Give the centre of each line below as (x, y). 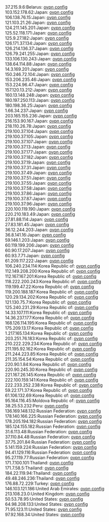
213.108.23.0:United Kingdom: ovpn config (47, 494)
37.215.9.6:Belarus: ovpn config (36, 7)
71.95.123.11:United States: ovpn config (44, 509)
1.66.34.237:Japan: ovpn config (37, 111)
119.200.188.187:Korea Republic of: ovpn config (52, 292)
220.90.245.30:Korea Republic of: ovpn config (51, 369)
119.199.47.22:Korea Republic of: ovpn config (50, 287)
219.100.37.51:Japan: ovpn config (38, 178)
